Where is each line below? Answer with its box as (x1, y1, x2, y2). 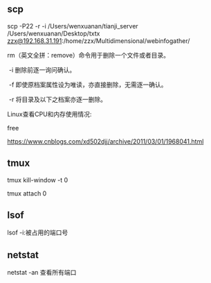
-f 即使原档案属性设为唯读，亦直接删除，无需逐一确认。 (8, 80, 167, 89)
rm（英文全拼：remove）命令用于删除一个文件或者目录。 (7, 51, 170, 59)
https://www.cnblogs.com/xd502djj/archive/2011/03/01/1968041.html (7, 137, 204, 146)
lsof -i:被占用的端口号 (7, 228, 68, 237)
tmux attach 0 (7, 189, 47, 198)
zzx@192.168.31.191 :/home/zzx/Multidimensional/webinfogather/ (7, 36, 190, 45)
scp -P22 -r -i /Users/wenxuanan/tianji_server (7, 22, 138, 30)
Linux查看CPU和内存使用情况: (7, 110, 92, 118)
